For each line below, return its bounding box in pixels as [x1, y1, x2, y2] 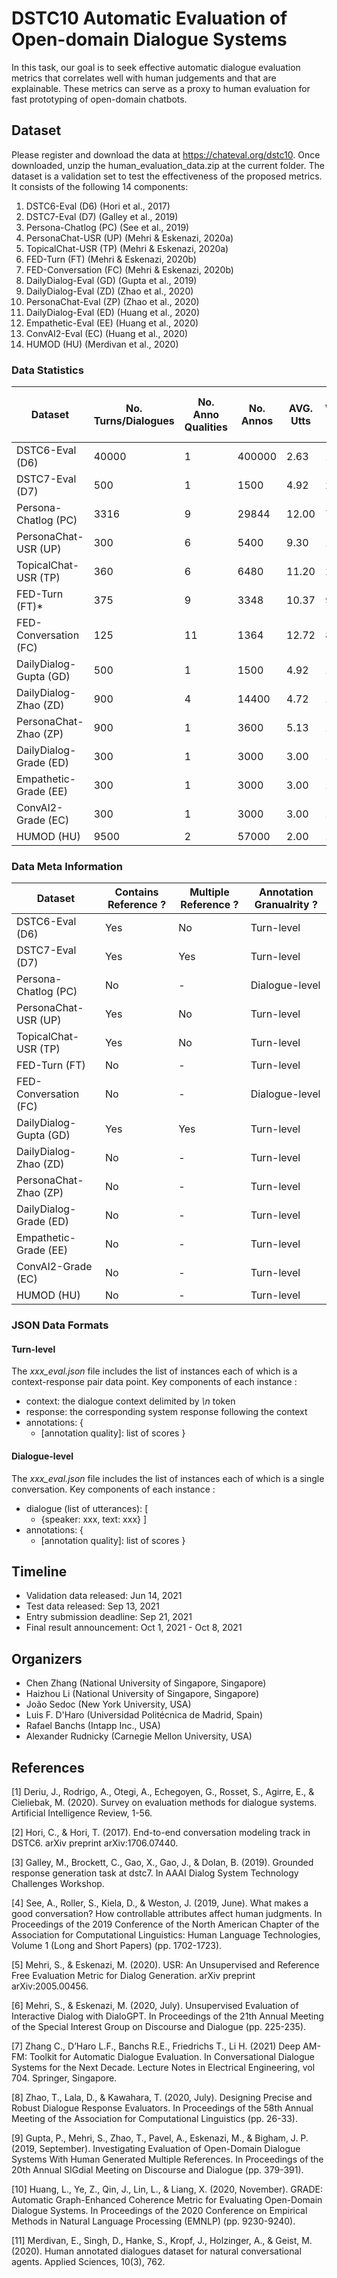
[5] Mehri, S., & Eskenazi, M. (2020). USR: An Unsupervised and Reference [11, 1959, 320, 1971]
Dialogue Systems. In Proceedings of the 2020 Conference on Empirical [11, 2205, 308, 2217]
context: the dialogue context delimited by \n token [25, 1395, 236, 1407]
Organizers [11, 1650, 83, 1667]
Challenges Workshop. [11, 1878, 105, 1890]
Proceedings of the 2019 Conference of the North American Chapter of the [11, 1918, 320, 1931]
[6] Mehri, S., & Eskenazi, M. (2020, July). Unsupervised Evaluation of [11, 2000, 299, 2012]
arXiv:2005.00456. [11, 1980, 89, 1992]
